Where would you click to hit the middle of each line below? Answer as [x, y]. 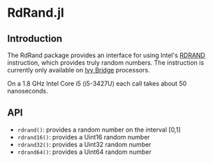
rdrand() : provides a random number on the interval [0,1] [99, 130]
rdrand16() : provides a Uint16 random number [83, 137]
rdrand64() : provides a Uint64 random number [84, 152]
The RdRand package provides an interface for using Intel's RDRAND [106, 55]
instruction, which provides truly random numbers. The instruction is [106, 63]
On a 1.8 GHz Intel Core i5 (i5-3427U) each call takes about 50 [97, 84]
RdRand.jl [36, 13]
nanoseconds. [28, 91]
